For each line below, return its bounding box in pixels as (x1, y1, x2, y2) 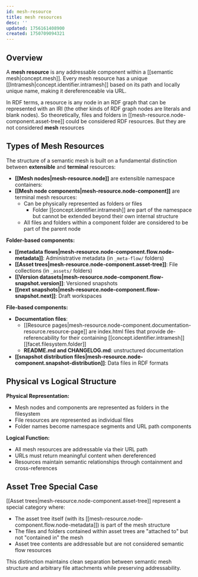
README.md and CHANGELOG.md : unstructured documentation (23, 346, 184, 353)
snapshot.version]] (14, 279, 63, 286)
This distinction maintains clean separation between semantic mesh (6, 558, 172, 565)
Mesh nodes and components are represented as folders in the (14, 404, 169, 411)
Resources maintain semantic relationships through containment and (14, 458, 183, 466)
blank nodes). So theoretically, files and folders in (6, 111, 127, 119)
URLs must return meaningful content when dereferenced (14, 452, 156, 459)
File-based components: (6, 304, 68, 311)
